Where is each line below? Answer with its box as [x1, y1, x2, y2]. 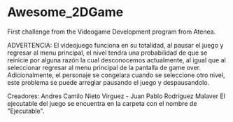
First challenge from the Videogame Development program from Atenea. [7, 27, 216, 36]
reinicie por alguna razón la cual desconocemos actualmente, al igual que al [7, 55, 226, 64]
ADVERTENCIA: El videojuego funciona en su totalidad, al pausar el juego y [7, 41, 224, 49]
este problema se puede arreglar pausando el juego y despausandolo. [7, 78, 210, 86]
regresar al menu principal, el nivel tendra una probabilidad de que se [7, 48, 208, 57]
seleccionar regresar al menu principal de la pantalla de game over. [7, 63, 202, 72]
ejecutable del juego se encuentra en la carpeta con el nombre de [7, 99, 197, 107]
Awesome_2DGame [7, 4, 124, 20]
